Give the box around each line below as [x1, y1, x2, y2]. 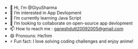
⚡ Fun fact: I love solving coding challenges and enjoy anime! [9, 38, 134, 44]
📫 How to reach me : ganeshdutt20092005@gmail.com [9, 26, 124, 31]
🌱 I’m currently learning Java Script [9, 15, 81, 21]
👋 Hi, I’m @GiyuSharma [9, 5, 57, 10]
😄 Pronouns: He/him [9, 33, 53, 39]
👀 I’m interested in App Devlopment [9, 10, 82, 16]
